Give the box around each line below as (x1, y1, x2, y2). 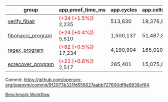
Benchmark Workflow (5, 92, 50, 98)
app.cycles (110, 6, 137, 13)
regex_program (7, 47, 44, 53)
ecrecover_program (7, 61, 54, 68)
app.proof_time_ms (58, 6, 106, 13)
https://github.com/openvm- (23, 77, 82, 83)
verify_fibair (7, 18, 35, 24)
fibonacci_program (7, 32, 52, 39)
